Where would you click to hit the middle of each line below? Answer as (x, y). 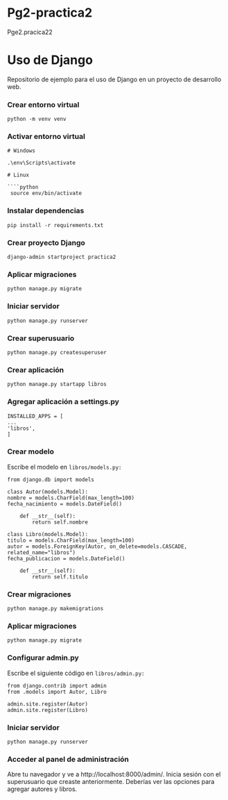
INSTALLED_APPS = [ (35, 416)
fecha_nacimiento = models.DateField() (65, 504)
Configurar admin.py (43, 658)
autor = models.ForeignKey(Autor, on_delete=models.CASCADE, (97, 547)
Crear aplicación (36, 369)
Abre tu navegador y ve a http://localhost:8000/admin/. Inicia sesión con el (114, 774)
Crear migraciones (39, 594)
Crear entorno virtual (43, 104)
